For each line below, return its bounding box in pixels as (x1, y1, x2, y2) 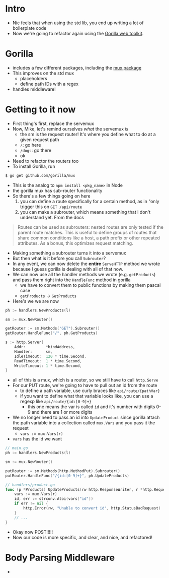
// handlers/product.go (5, 482, 55, 487)
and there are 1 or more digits (32, 409, 93, 415)
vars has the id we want (12, 436, 62, 442)
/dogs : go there (20, 147, 52, 153)
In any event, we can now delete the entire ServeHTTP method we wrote (12, 261, 160, 267)
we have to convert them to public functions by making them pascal (20, 282, 161, 288)
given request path (20, 137, 59, 143)
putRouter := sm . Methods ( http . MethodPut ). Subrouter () (5, 468, 121, 474)
